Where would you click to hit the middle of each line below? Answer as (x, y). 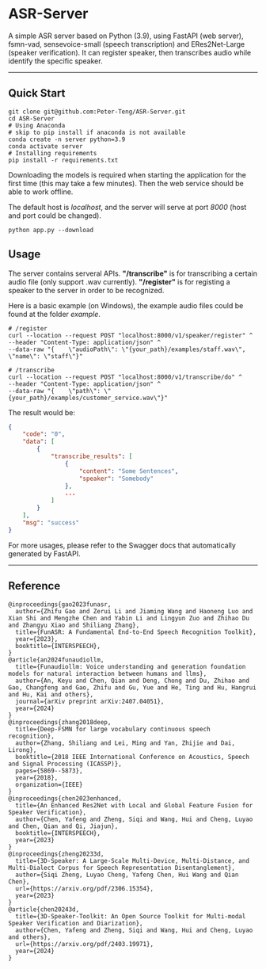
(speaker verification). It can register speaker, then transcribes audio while (130, 52)
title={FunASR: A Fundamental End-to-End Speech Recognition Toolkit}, (136, 632)
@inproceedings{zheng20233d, (56, 854)
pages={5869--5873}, (49, 771)
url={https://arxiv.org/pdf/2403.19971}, (85, 944)
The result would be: (42, 412)
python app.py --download (51, 230)
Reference (34, 586)
